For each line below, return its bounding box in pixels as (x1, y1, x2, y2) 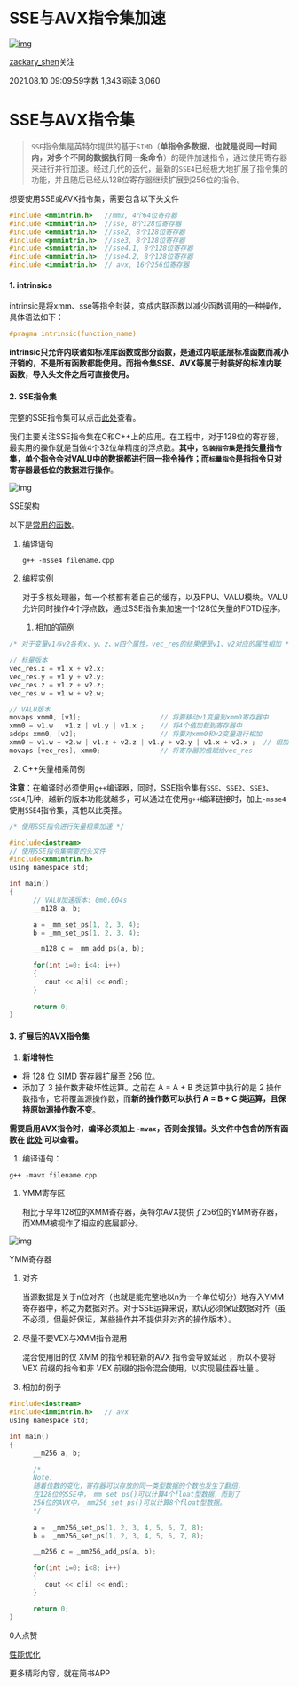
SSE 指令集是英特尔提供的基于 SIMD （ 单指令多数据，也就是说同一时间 (30, 141, 277, 151)
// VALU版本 (9, 704, 51, 714)
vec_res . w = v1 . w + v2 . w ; (9, 688, 105, 698)
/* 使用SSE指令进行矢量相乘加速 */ (9, 822, 125, 831)
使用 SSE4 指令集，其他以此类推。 (9, 804, 127, 815)
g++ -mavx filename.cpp (9, 1171, 98, 1180)
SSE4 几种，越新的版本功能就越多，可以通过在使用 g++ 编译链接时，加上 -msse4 (9, 793, 286, 804)
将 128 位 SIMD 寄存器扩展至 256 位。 (21, 1071, 161, 1081)
